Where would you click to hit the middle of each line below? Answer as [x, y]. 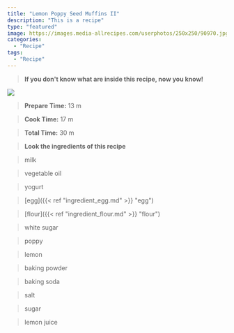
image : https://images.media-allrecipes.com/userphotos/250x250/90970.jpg [118, 33]
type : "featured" [32, 27]
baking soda [42, 281]
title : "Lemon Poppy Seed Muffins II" [63, 14]
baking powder [46, 268]
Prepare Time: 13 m [53, 105]
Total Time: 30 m [49, 133]
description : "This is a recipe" [56, 20]
